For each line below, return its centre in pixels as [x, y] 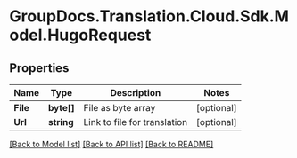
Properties [39, 68]
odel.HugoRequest [80, 35]
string [61, 122]
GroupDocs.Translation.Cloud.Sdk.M [149, 16]
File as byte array [120, 108]
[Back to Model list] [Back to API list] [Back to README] [111, 144]
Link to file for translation [136, 122]
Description [136, 93]
